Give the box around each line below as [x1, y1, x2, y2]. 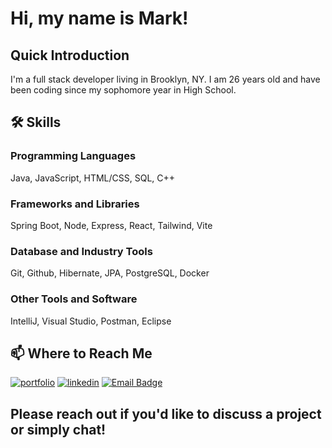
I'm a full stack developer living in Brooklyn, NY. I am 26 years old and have [10, 73, 321, 85]
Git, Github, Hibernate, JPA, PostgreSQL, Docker [10, 267, 210, 279]
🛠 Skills [10, 114, 62, 131]
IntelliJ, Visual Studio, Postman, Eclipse [10, 315, 172, 327]
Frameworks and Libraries [10, 197, 140, 211]
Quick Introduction [10, 47, 130, 64]
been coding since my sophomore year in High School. [10, 84, 237, 96]
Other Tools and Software [10, 292, 138, 306]
